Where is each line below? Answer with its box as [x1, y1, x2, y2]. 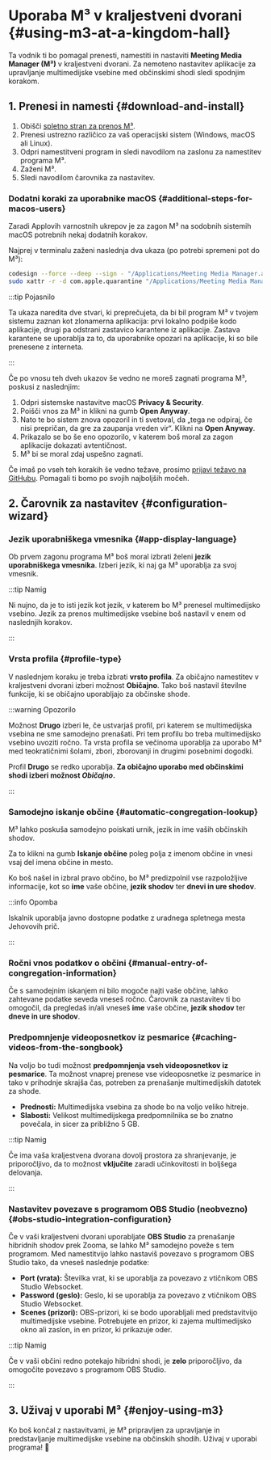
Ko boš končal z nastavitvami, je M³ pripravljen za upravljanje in [8, 1425, 220, 1435]
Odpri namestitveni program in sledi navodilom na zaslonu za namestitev [19, 146, 262, 156]
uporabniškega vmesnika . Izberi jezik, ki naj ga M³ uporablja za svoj [8, 560, 237, 570]
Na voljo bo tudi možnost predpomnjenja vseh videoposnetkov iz [8, 1060, 228, 1070]
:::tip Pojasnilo [8, 292, 55, 302]
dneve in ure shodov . [8, 1011, 81, 1021]
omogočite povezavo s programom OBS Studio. [8, 1365, 167, 1374]
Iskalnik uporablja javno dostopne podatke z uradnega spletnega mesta [8, 913, 246, 923]
